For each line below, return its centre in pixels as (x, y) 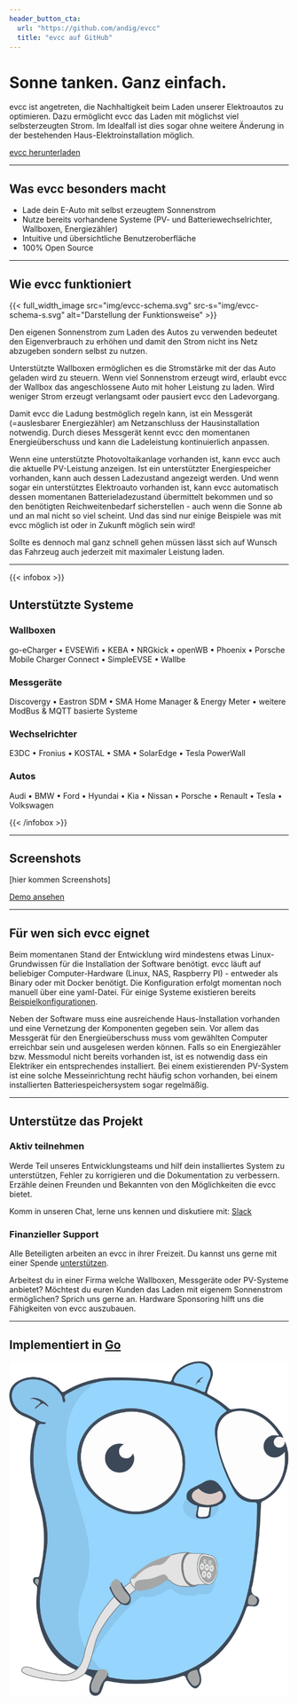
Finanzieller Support (54, 1234)
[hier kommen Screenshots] (60, 880)
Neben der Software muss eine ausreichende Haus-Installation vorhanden (145, 1019)
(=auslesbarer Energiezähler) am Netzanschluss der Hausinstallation (134, 422)
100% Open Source (58, 248)
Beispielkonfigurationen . (54, 1002)
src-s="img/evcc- (226, 305)
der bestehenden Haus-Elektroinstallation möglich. (102, 135)
